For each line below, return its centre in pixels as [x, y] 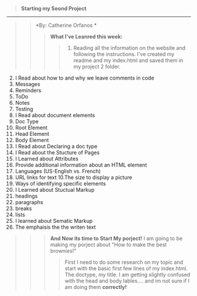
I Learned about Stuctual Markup [55, 190]
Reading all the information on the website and [129, 48]
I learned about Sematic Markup [54, 221]
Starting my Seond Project [53, 8]
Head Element [32, 134]
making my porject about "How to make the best [108, 245]
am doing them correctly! [96, 287]
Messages [27, 84]
